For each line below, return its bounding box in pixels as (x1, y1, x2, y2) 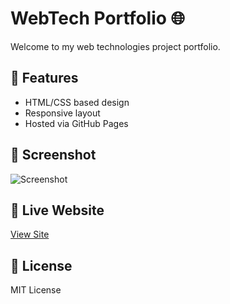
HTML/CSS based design (24, 96, 130, 108)
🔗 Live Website (10, 202, 105, 219)
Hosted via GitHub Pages (24, 117, 129, 129)
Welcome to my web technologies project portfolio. (10, 40, 221, 52)
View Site (10, 228, 50, 241)
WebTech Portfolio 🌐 (10, 7, 185, 30)
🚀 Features (10, 70, 79, 87)
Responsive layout (24, 107, 101, 119)
